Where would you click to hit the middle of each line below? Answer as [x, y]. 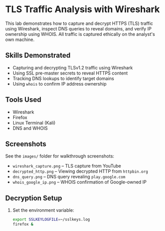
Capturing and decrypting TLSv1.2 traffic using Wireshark [73, 67]
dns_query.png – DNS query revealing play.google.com [69, 177]
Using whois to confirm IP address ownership [59, 84]
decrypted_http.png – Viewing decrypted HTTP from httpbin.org [80, 171]
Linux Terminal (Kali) [34, 123]
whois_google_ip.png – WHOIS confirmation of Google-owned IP [79, 182]
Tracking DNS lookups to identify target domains [63, 78]
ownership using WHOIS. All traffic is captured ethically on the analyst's [80, 34]
